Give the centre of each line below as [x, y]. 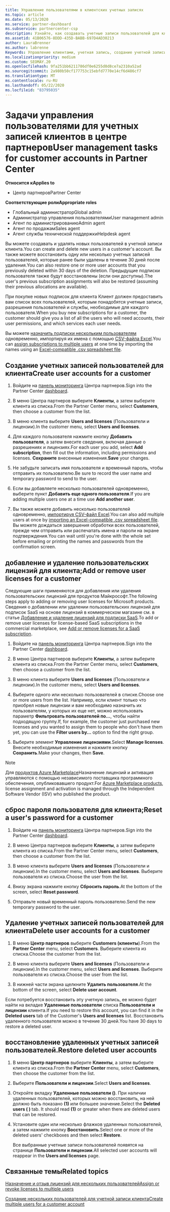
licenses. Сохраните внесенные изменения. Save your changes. [81, 458]
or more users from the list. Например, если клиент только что [79, 700]
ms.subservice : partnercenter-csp [42, 29]
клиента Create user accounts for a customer [78, 373]
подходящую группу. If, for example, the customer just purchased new [86, 722]
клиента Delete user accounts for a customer [78, 931]
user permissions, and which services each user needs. [63, 324]
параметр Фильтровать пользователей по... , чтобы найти [76, 716]
